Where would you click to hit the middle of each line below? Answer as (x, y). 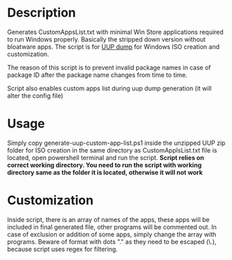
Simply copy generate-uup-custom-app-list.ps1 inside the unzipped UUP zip (116, 143)
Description (42, 13)
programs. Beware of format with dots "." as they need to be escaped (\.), (112, 241)
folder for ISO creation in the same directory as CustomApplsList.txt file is (112, 150)
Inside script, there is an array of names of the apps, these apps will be (108, 219)
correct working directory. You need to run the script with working (105, 165)
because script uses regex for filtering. (62, 249)
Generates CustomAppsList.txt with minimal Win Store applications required (115, 32)
